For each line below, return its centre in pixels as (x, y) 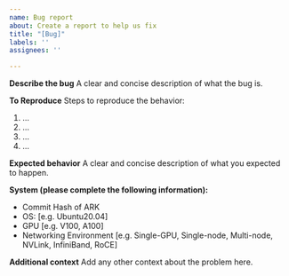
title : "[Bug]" (37, 34)
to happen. (29, 173)
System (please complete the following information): (109, 190)
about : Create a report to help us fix (83, 26)
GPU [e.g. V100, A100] (63, 226)
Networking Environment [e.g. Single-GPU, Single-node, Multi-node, (148, 235)
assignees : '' (36, 51)
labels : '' (29, 42)
